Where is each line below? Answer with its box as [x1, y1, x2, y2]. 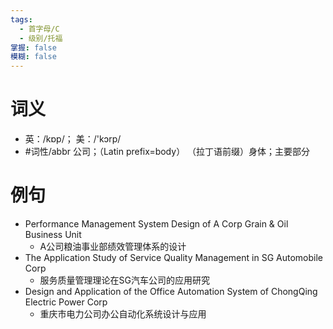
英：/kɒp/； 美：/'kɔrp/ [24, 133, 122, 145]
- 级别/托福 [19, 33, 63, 43]
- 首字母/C [19, 24, 60, 34]
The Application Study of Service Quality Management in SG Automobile [24, 252, 323, 263]
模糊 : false [10, 52, 57, 62]
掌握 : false [10, 42, 57, 53]
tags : [10, 14, 33, 25]
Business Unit [24, 229, 82, 240]
